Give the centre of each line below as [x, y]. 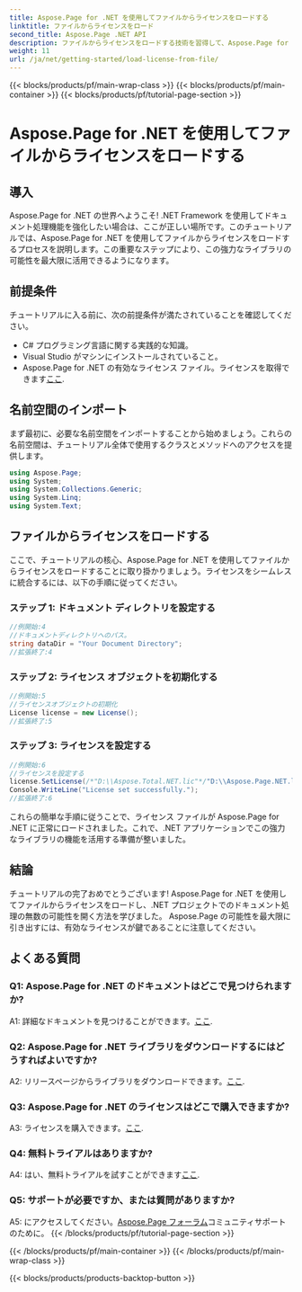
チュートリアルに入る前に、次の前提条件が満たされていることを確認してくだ [151, 315]
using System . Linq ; [46, 498]
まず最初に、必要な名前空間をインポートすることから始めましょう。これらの [151, 433]
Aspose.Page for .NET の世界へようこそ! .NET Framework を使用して [137, 215]
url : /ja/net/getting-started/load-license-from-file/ [114, 59]
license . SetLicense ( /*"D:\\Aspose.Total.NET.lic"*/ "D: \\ [118, 782]
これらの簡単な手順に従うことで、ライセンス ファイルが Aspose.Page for [145, 817]
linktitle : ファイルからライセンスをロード [82, 26]
